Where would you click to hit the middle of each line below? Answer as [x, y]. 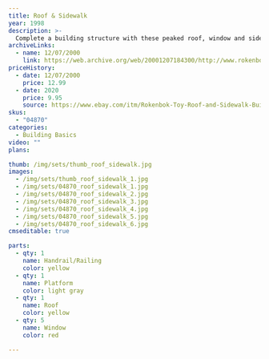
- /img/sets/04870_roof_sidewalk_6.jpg [82, 224]
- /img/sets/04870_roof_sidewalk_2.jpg [82, 194]
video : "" [25, 142]
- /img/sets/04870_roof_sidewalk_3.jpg [82, 201]
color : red [41, 335]
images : [21, 172]
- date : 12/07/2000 [48, 75]
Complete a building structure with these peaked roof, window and [130, 38]
